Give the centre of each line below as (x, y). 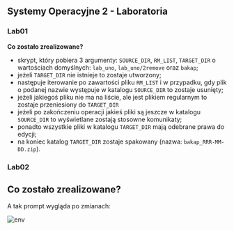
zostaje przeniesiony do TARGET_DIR (68, 105)
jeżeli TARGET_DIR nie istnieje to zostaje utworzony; (89, 75)
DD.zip (27, 149)
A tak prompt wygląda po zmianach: (59, 206)
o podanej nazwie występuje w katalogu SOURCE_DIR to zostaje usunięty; (120, 89)
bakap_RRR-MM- (204, 142)
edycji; (27, 134)
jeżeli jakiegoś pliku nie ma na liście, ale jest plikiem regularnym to (112, 97)
